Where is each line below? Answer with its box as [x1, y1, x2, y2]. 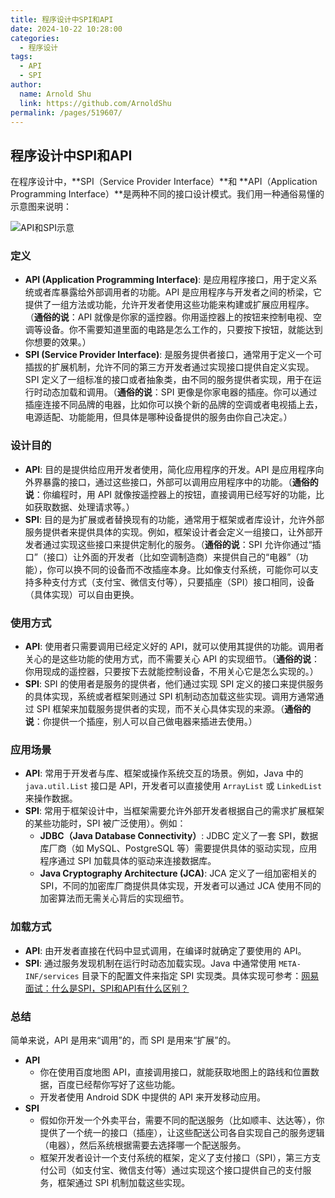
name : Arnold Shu [19, 89, 92, 99]
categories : [10, 33, 60, 43]
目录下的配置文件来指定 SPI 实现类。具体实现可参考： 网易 [81, 969, 320, 981]
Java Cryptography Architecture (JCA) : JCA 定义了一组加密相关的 [39, 867, 317, 880]
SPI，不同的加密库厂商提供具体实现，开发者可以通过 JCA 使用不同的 [39, 880, 322, 892]
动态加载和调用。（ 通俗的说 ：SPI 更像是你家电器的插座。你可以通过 [42, 386, 318, 398]
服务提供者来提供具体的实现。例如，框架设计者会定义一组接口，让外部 [24, 526, 315, 538]
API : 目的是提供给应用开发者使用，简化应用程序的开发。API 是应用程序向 [24, 463, 325, 475]
